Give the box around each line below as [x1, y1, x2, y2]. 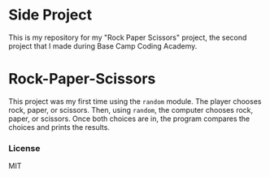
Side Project [8, 6, 92, 24]
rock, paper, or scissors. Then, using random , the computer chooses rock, [8, 105, 254, 114]
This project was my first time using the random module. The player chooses [8, 96, 262, 106]
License [8, 142, 41, 153]
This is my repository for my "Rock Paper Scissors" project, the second [8, 32, 247, 42]
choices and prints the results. [8, 122, 110, 132]
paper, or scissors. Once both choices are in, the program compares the [8, 114, 250, 123]
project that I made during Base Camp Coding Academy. [8, 41, 198, 50]
